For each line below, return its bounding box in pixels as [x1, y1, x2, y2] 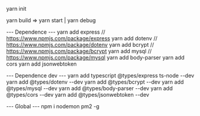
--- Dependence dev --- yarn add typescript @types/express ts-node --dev [6, 72, 195, 79]
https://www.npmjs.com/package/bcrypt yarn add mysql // [6, 47, 152, 55]
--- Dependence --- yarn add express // [6, 28, 106, 35]
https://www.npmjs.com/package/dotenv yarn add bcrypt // [6, 41, 154, 48]
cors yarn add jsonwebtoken [6, 60, 77, 67]
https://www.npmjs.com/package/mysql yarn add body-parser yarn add [6, 54, 185, 61]
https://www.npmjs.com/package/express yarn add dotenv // [6, 35, 158, 41]
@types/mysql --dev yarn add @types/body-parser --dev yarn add [6, 85, 173, 92]
